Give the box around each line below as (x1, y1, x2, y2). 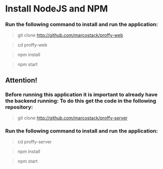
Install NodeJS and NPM (5, 3, 108, 15)
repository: (5, 103, 34, 110)
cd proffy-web (17, 42, 48, 48)
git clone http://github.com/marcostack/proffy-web (17, 32, 123, 38)
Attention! (5, 76, 38, 84)
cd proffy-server (17, 139, 52, 145)
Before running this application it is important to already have (5, 91, 158, 98)
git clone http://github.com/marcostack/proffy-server (17, 115, 128, 121)
